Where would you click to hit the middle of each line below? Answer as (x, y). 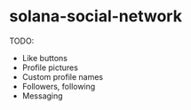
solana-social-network (95, 16)
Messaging (43, 96)
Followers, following (59, 86)
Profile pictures (50, 67)
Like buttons (45, 58)
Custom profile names (63, 76)
